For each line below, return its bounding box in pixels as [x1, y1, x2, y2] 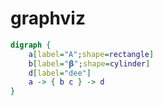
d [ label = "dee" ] [28, 68, 92, 78]
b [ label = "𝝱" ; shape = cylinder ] [28, 58, 151, 69]
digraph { [10, 40, 52, 50]
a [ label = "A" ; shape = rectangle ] [28, 49, 155, 59]
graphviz [10, 7, 86, 30]
